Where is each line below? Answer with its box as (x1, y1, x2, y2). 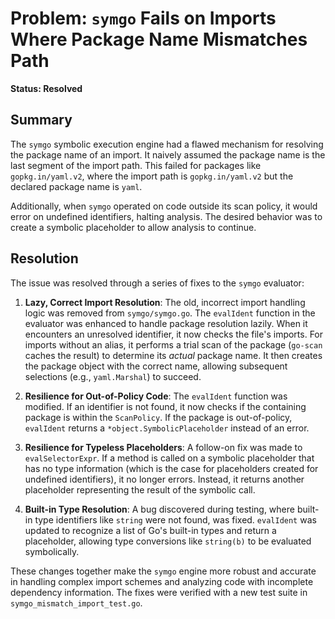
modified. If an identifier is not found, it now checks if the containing (24, 400, 307, 412)
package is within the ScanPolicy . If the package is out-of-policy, (24, 411, 293, 423)
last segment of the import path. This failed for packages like (10, 159, 262, 171)
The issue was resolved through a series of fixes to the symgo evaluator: (10, 277, 305, 289)
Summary (10, 112, 73, 129)
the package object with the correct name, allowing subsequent (24, 360, 288, 372)
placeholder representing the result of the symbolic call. (24, 483, 256, 496)
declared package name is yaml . (10, 180, 143, 192)
